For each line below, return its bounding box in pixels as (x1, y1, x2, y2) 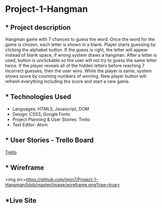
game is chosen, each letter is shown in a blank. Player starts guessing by (5, 42, 156, 48)
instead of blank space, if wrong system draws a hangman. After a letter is (5, 52, 157, 58)
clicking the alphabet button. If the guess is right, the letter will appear (5, 47, 148, 52)
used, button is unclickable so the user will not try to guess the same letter (5, 57, 157, 63)
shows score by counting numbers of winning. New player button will (5, 73, 147, 79)
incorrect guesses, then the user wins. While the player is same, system (5, 68, 152, 74)
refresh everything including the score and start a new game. (5, 78, 130, 84)
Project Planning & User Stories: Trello (12, 116, 91, 122)
